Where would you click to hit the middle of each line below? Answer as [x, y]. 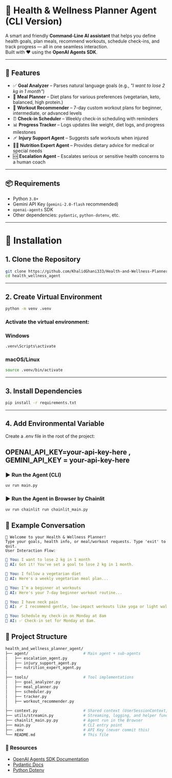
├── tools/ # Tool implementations [70, 677]
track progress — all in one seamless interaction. [57, 46]
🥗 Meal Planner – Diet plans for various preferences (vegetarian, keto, [87, 97]
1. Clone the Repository [43, 259]
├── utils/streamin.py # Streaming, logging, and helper [81, 716]
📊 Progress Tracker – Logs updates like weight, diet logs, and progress [89, 124]
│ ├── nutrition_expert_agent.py [43, 668]
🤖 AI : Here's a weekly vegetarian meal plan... [57, 578]
